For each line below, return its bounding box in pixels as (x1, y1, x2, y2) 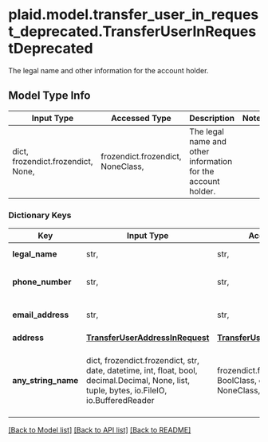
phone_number (12, 276, 72, 287)
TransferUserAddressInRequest (86, 332, 210, 343)
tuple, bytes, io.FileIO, (86, 385, 167, 396)
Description (189, 112, 235, 123)
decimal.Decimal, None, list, (86, 375, 190, 386)
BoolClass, (216, 375, 258, 386)
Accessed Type (110, 112, 171, 123)
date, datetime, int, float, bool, (86, 365, 198, 376)
